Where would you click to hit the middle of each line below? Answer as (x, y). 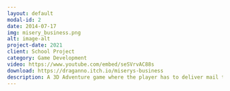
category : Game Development (47, 58)
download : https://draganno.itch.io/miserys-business (86, 70)
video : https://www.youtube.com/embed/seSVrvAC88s (81, 64)
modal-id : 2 (24, 20)
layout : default (30, 13)
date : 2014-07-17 (32, 26)
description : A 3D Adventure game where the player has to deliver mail (113, 77)
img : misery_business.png (44, 32)
